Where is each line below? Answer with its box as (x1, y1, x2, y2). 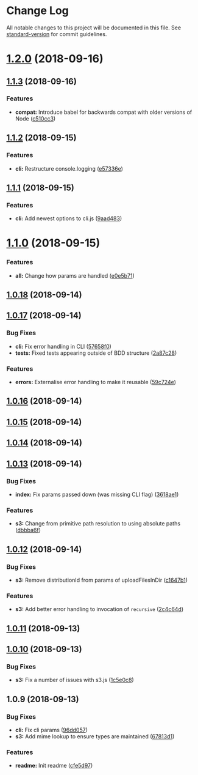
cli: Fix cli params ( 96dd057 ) (15, 726, 88, 733)
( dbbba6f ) (15, 527, 41, 534)
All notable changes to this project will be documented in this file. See (6, 24, 182, 31)
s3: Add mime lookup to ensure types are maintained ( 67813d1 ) (15, 732, 175, 740)
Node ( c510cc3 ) (15, 114, 56, 122)
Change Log (6, 4, 69, 18)
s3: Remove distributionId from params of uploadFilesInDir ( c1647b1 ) (15, 576, 188, 584)
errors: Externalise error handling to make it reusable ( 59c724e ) (15, 379, 177, 386)
